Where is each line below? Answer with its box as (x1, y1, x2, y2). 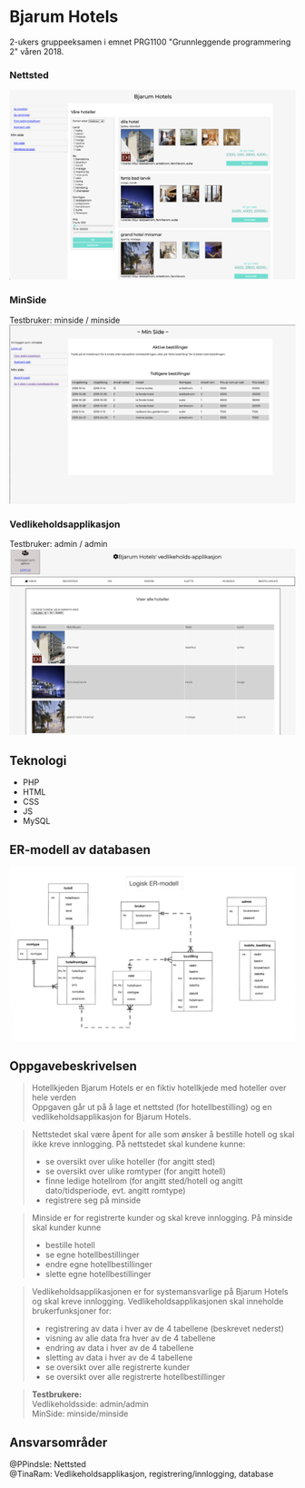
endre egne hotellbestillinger (44, 1259, 152, 1270)
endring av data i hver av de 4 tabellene (44, 1343, 194, 1354)
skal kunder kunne (31, 1222, 102, 1233)
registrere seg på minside (44, 1195, 142, 1205)
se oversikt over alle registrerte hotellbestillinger (44, 1372, 226, 1383)
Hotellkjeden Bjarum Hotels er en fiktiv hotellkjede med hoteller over (31, 1083, 287, 1094)
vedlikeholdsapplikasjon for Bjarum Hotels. (31, 1111, 192, 1123)
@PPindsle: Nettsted (9, 1459, 86, 1470)
